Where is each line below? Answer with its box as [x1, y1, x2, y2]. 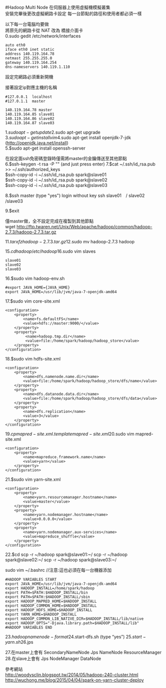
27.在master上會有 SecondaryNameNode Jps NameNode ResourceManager [5, 650, 162, 655]
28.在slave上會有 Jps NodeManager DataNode [5, 656, 101, 662]
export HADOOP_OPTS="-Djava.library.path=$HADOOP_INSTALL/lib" [5, 621, 140, 626]
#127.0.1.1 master [5, 99, 46, 104]
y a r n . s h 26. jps [5, 639, 33, 645]
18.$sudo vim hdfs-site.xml [5, 356, 61, 361]
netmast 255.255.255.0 [5, 56, 52, 61]
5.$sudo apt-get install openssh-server [5, 145, 86, 151]
